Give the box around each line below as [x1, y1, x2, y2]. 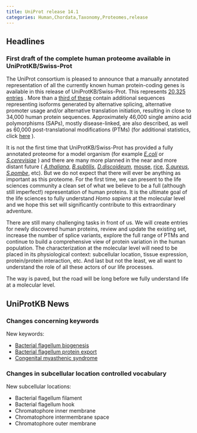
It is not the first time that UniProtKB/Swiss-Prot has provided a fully [6, 144, 173, 151]
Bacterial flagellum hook [14, 401, 75, 408]
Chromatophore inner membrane [14, 407, 96, 414]
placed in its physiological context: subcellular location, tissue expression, [6, 251, 189, 258]
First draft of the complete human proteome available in [6, 54, 171, 63]
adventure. [6, 207, 33, 215]
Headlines [6, 36, 45, 47]
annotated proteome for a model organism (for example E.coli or [6, 151, 164, 158]
